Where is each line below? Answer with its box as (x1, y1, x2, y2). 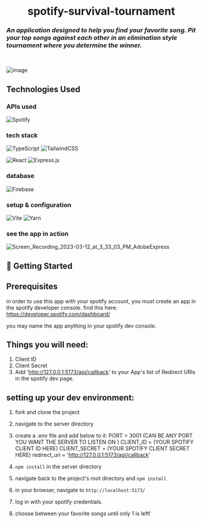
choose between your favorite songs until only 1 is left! (14, 510, 151, 518)
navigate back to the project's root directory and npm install (14, 475, 167, 482)
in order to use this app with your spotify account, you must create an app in (6, 297, 196, 304)
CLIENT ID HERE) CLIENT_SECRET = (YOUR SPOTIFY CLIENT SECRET (14, 445, 190, 452)
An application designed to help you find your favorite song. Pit (6, 26, 196, 35)
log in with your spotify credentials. (14, 498, 103, 505)
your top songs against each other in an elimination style (6, 34, 178, 42)
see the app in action (6, 229, 69, 238)
